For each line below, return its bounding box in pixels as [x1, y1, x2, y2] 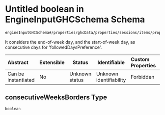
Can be [7, 70, 25, 77]
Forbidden [131, 73, 155, 80]
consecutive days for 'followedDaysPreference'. [5, 44, 102, 50]
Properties [131, 62, 156, 69]
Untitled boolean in [5, 3, 84, 15]
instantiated [7, 76, 35, 83]
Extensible [39, 59, 65, 66]
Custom [131, 56, 150, 62]
